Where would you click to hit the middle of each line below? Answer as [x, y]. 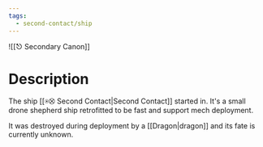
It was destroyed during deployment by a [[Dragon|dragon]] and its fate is [132, 126]
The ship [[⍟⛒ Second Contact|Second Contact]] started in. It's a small [127, 101]
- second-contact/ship [54, 23]
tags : [17, 16]
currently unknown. [41, 135]
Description [49, 79]
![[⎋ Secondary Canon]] [50, 46]
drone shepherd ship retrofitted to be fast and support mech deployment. [131, 111]
